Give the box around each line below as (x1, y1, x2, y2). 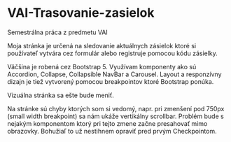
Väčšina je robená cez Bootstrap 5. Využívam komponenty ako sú (7, 62, 197, 71)
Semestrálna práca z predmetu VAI (7, 28, 108, 36)
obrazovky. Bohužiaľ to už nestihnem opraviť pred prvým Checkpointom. (7, 127, 217, 135)
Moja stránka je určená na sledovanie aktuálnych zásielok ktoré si (7, 41, 197, 50)
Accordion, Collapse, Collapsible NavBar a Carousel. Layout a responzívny (7, 70, 222, 78)
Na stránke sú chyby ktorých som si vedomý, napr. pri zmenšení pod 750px (7, 104, 225, 113)
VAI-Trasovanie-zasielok (7, 5, 155, 21)
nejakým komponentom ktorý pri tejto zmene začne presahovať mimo (7, 119, 208, 127)
